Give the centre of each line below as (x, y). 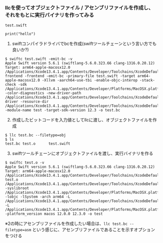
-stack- (147, 81)
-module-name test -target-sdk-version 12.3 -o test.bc (63, 110)
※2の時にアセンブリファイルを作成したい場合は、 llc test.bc (66, 223)
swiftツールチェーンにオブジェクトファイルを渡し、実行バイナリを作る (83, 153)
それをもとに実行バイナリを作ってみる (49, 15)
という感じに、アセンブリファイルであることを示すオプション (94, 230)
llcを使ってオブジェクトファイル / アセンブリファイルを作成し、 (79, 7)
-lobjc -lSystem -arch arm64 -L (38, 197)
